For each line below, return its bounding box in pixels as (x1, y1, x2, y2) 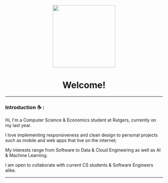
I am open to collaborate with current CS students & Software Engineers (5, 162, 153, 168)
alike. (5, 167, 16, 173)
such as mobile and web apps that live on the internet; (5, 137, 117, 143)
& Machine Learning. (5, 152, 48, 158)
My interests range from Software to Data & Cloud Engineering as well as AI (5, 147, 161, 153)
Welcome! (62, 79, 106, 91)
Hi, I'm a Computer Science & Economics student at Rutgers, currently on (5, 117, 156, 123)
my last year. (5, 122, 31, 128)
